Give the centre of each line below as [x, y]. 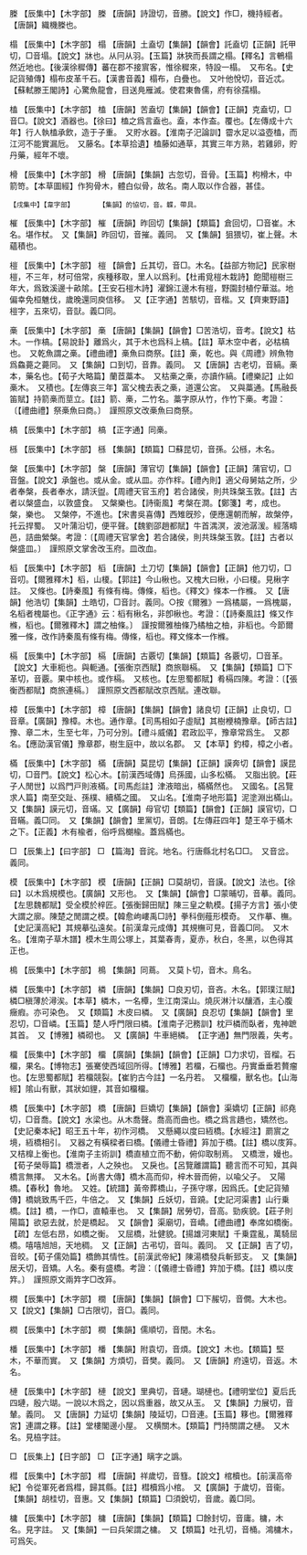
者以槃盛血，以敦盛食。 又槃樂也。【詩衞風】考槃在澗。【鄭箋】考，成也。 [148, 502]
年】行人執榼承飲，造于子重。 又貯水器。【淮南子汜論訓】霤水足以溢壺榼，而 [153, 132]
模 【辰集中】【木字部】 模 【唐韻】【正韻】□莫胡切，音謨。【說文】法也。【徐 [153, 882]
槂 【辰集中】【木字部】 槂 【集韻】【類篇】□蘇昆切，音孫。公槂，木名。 [145, 449]
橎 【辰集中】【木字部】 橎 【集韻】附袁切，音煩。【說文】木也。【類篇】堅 [147, 1349]
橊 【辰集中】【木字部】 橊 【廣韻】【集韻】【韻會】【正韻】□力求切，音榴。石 [153, 1054]
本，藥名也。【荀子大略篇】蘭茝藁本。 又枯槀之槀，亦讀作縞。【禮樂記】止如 [152, 376]
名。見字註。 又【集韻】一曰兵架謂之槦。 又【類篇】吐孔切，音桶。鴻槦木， [153, 1529]
